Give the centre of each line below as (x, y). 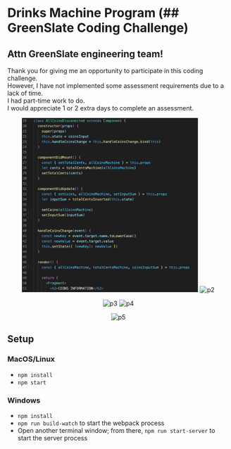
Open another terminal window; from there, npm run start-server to (116, 431)
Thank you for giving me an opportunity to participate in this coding (105, 71)
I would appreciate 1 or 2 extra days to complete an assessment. (101, 108)
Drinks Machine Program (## (93, 13)
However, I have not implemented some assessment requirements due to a (115, 86)
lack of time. (25, 93)
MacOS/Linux (31, 359)
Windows (24, 400)
